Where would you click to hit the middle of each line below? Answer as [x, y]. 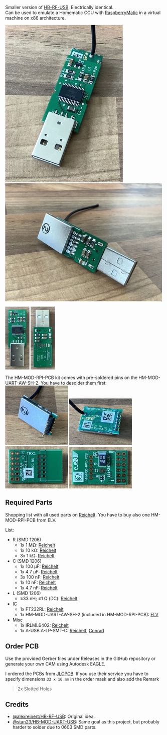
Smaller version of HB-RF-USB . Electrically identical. [59, 7]
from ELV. [47, 520]
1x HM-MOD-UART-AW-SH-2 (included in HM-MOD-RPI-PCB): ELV [89, 614]
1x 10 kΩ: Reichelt [38, 550]
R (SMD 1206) [27, 539]
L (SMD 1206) [27, 593]
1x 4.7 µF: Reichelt [39, 571]
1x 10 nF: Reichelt [38, 582]
